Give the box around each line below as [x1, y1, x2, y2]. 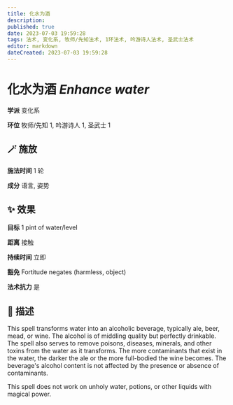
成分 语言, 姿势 [7, 181, 50, 190]
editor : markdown [7, 43, 58, 50]
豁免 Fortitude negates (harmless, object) [7, 268, 127, 276]
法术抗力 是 [7, 283, 40, 291]
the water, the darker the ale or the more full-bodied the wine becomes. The [7, 354, 227, 362]
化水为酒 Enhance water [7, 82, 150, 98]
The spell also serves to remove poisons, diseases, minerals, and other [7, 339, 212, 348]
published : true [7, 23, 55, 30]
